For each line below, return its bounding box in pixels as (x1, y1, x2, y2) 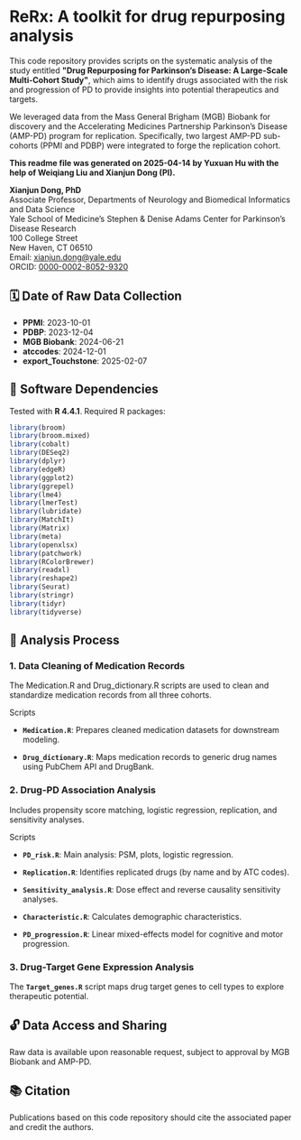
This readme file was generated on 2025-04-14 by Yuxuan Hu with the (9, 157, 279, 168)
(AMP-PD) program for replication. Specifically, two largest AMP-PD (9, 130, 261, 141)
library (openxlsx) (9, 540, 78, 550)
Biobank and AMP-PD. (9, 1056, 92, 1067)
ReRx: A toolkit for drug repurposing (9, 6, 286, 27)
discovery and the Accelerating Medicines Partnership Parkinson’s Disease (9, 120, 288, 132)
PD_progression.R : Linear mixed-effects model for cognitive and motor (22, 928, 284, 940)
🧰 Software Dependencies (9, 382, 160, 397)
